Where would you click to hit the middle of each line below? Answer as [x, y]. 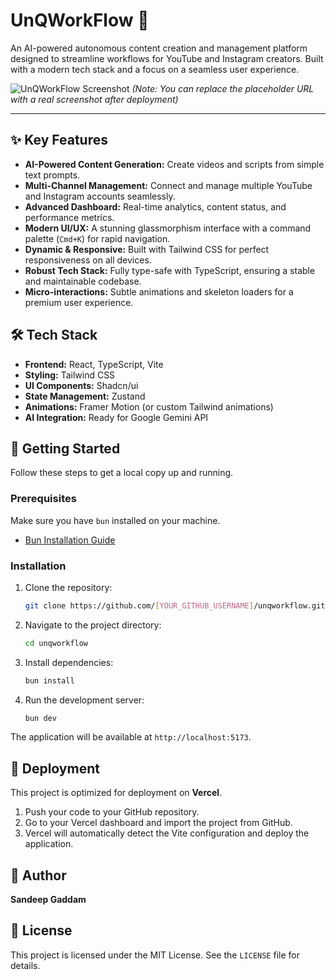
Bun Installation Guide [70, 540]
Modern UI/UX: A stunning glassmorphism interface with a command [168, 228]
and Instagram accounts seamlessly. [100, 196]
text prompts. [52, 175]
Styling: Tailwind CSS [70, 375]
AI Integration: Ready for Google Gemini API [116, 417]
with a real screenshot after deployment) [94, 99]
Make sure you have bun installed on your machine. [115, 520]
